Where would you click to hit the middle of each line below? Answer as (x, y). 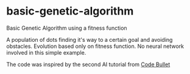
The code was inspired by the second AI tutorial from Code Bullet (88, 64)
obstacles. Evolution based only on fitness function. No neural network (95, 46)
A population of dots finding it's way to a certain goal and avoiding (90, 39)
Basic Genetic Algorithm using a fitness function (67, 28)
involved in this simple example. (46, 52)
